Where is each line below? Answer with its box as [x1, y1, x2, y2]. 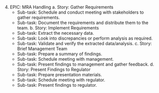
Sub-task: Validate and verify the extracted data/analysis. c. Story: [17, 41, 152, 46]
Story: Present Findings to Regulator [17, 67, 91, 72]
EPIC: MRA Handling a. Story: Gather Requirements [9, 4, 114, 10]
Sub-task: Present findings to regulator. [17, 82, 97, 88]
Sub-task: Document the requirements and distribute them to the [17, 20, 149, 25]
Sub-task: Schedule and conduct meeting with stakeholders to [17, 9, 144, 15]
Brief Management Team [17, 46, 67, 51]
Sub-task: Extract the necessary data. [17, 30, 95, 36]
